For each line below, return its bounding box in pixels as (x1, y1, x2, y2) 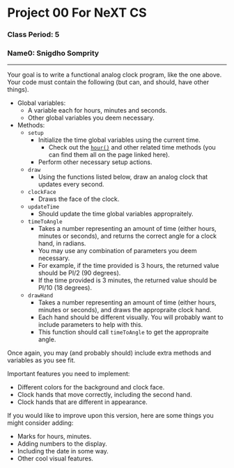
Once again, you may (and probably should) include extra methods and (7, 349, 212, 357)
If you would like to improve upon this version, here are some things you (7, 412, 214, 420)
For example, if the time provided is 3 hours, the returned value (38, 261, 219, 270)
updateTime (27, 204, 60, 211)
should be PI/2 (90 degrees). (38, 269, 121, 277)
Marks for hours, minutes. (17, 433, 92, 441)
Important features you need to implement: (7, 370, 130, 378)
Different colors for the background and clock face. (17, 383, 165, 392)
